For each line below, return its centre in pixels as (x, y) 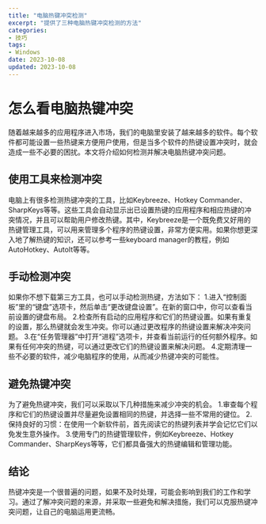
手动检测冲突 (40, 277)
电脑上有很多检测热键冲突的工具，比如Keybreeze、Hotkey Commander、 (127, 199)
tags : (17, 45)
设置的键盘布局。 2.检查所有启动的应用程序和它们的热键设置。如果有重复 (133, 317)
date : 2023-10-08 (37, 60)
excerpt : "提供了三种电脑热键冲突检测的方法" (75, 23)
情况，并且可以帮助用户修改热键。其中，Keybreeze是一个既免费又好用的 (133, 219)
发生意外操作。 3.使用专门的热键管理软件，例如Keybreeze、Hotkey (124, 434)
